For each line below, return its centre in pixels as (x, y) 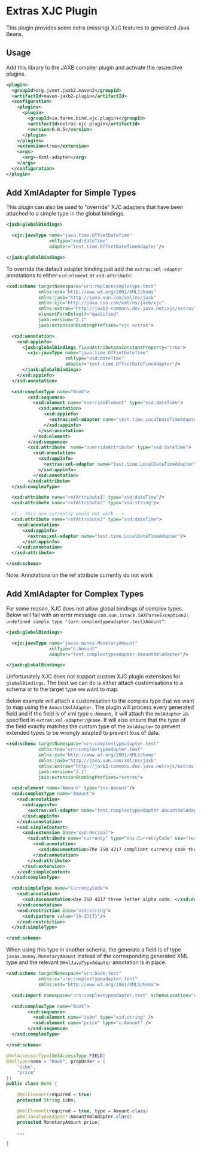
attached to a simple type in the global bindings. (66, 214)
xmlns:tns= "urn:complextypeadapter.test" (91, 749)
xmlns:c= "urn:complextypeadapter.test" (88, 979)
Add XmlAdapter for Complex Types (75, 594)
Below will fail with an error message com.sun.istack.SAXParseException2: (98, 615)
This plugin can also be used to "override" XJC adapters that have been (95, 207)
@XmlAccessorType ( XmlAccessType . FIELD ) (56, 1056)
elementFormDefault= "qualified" (78, 314)
